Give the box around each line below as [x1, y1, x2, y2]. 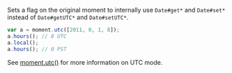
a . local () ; [7, 39, 39, 46]
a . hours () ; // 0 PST [7, 45, 68, 52]
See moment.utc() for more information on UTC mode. [7, 58, 163, 66]
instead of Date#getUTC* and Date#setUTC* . [7, 13, 129, 21]
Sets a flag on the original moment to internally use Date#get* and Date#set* [7, 6, 226, 14]
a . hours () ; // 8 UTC [7, 32, 68, 40]
